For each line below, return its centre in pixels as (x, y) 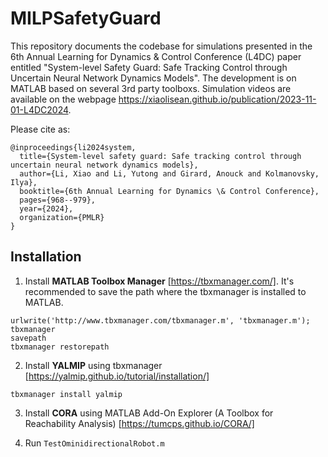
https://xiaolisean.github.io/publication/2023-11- (217, 99)
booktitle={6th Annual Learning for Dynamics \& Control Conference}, (169, 191)
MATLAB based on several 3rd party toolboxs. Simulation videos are (151, 88)
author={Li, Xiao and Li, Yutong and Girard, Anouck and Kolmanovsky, (169, 173)
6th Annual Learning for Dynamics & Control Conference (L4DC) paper (156, 56)
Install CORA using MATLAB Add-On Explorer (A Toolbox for (149, 413)
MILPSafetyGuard (86, 18)
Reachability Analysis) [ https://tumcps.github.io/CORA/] (139, 423)
